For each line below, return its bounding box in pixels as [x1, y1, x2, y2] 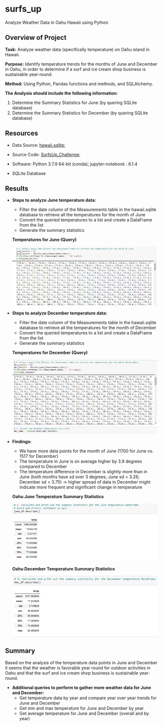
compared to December [19, 464, 67, 469]
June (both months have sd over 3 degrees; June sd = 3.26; [19, 474, 140, 480]
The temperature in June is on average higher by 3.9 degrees [19, 458, 142, 465]
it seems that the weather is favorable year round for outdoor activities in [5, 665, 151, 671]
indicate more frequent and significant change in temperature [19, 484, 143, 490]
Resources [5, 129, 38, 138]
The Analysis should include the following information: [5, 90, 118, 96]
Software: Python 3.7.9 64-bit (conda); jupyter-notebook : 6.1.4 [12, 161, 138, 167]
